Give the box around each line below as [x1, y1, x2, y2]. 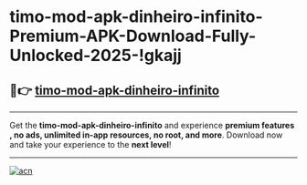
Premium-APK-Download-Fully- [9, 26, 257, 46]
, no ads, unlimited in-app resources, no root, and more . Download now [9, 129, 283, 140]
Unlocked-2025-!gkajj [9, 46, 183, 66]
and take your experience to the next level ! [9, 139, 172, 149]
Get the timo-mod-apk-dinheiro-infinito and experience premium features [9, 120, 295, 130]
